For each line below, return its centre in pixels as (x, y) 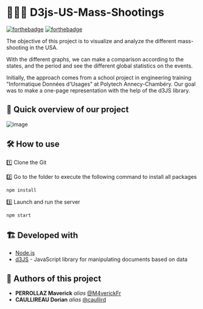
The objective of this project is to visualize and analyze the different (91, 41)
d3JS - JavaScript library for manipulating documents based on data (101, 259)
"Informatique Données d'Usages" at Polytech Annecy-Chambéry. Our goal (101, 84)
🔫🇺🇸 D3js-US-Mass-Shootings (85, 12)
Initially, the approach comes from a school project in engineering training (99, 77)
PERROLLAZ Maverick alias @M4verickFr (68, 293)
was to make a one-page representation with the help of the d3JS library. (98, 90)
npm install (21, 190)
